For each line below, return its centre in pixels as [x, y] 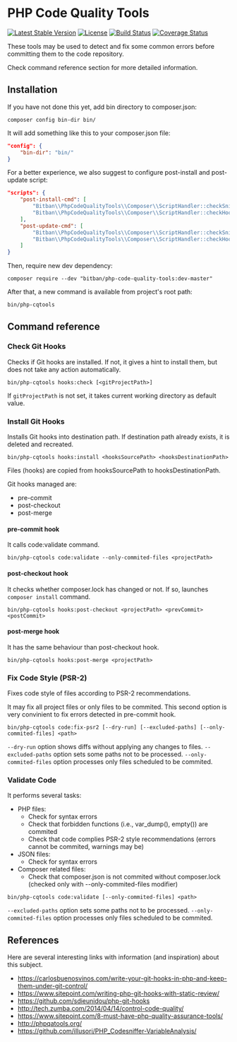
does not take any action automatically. [64, 369]
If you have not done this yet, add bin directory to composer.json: [102, 107]
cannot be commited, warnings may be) [86, 847]
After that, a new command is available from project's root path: [100, 292]
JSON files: [34, 855]
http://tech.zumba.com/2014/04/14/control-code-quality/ [101, 1009]
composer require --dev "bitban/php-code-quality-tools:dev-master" [110, 279]
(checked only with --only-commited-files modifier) [103, 884]
